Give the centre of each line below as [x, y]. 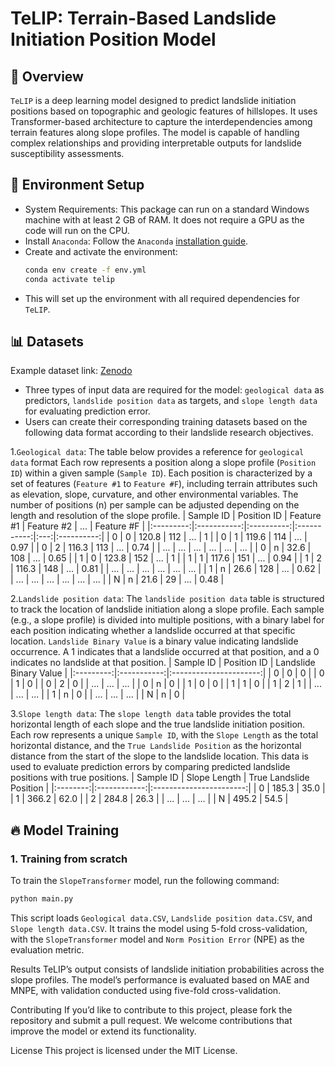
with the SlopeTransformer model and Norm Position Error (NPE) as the [157, 939]
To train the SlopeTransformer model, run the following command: [145, 881]
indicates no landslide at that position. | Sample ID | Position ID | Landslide [163, 663]
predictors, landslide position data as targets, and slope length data [171, 401]
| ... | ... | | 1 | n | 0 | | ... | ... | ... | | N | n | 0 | [98, 694]
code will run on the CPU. [77, 230]
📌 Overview [47, 76]
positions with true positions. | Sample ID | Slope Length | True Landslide [160, 778]
